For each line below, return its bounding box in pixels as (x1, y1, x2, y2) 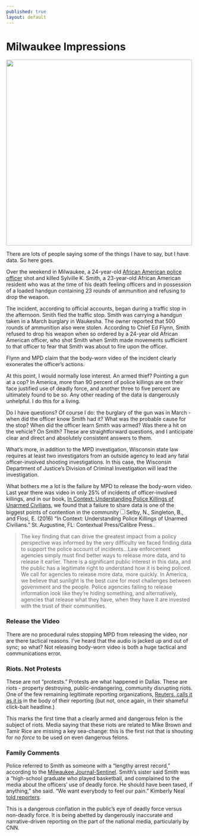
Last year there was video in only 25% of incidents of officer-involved (6, 489, 177, 496)
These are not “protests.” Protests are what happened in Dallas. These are (6, 678, 188, 686)
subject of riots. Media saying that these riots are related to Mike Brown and (6, 721, 192, 728)
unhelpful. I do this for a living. (6, 398, 81, 405)
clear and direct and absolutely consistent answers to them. (6, 435, 153, 442)
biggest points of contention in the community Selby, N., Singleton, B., (6, 509, 184, 516)
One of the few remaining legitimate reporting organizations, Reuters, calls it (6, 691, 193, 698)
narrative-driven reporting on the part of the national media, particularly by (6, 818, 189, 825)
